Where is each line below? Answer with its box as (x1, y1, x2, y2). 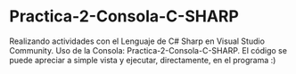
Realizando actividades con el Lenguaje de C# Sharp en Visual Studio (9, 36, 266, 46)
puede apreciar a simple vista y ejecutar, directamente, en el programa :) (9, 54, 276, 65)
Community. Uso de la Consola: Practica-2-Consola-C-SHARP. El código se (9, 45, 288, 55)
